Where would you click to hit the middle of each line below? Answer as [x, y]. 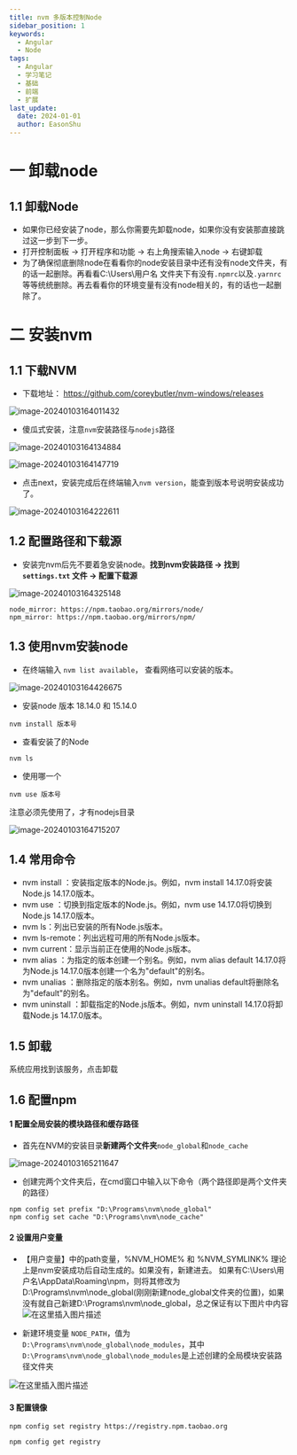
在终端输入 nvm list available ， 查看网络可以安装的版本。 [130, 669]
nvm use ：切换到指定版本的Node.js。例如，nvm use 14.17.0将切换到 [147, 905]
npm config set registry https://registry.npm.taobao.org [118, 1427]
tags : [19, 58]
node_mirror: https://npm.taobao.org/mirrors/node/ [106, 609]
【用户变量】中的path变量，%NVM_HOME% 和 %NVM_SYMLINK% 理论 [154, 1259]
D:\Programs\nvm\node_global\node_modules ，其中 [113, 1344]
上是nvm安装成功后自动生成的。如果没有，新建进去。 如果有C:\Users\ [149, 1270]
